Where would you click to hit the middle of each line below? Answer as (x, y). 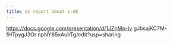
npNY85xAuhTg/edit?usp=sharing (79, 34)
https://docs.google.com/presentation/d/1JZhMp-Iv (69, 28)
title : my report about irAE (42, 11)
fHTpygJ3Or (21, 34)
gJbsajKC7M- (150, 28)
